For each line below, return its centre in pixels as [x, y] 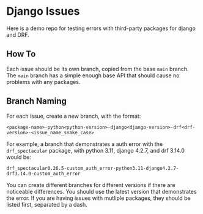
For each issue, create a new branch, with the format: [74, 116]
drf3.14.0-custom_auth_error [43, 174]
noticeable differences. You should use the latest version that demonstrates [102, 191]
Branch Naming [37, 101]
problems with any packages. [43, 82]
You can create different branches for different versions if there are [91, 185]
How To [21, 54]
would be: [19, 157]
